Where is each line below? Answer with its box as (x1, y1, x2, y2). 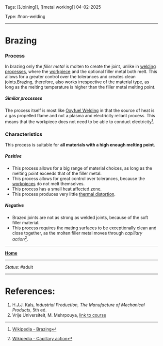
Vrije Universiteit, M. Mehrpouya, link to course (12, 312, 107, 318)
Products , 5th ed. (12, 307, 47, 313)
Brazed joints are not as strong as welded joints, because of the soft (12, 215, 148, 220)
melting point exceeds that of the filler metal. (12, 170, 102, 177)
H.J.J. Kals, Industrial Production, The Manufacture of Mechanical (12, 302, 145, 308)
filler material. (12, 220, 40, 226)
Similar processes (5, 95, 43, 101)
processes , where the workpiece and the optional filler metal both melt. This (5, 69, 158, 74)
